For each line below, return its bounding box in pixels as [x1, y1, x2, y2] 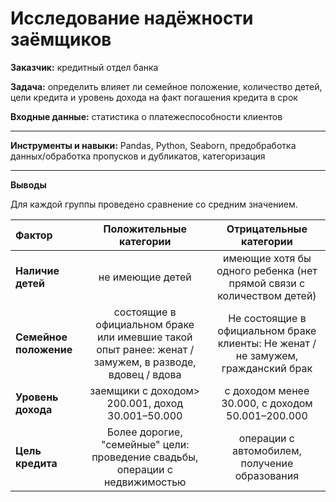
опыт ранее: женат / [96, 342, 195, 356]
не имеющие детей [98, 270, 192, 284]
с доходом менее [224, 383, 310, 397]
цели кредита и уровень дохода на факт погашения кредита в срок [10, 91, 298, 103]
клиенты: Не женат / [217, 336, 317, 350]
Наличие [15, 263, 60, 277]
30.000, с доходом [221, 396, 313, 410]
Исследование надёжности [10, 7, 254, 30]
